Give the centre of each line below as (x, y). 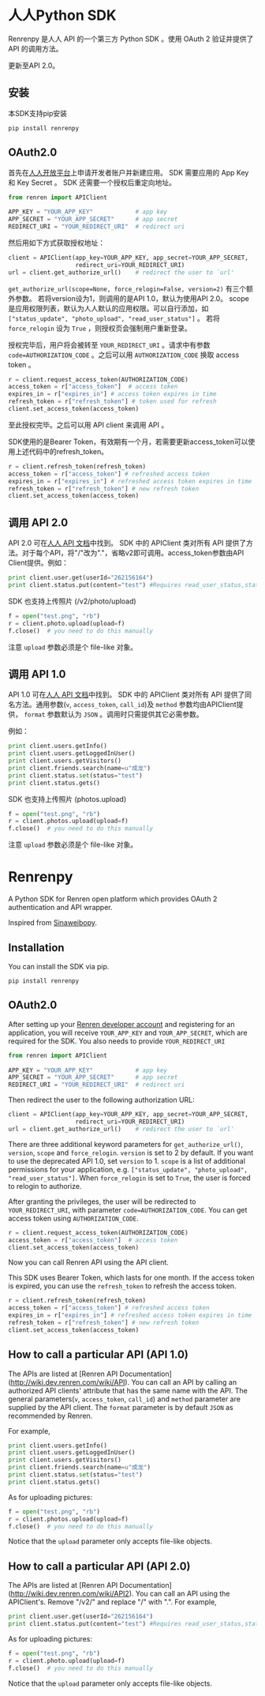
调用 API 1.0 (37, 674)
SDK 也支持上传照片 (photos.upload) (67, 799)
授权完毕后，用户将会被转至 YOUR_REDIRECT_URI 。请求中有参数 (109, 344)
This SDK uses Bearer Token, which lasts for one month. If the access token (131, 1278)
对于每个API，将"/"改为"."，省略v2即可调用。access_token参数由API (133, 553)
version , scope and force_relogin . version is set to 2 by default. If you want (131, 1153)
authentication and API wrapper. (60, 908)
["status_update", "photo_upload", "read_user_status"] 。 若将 (114, 318)
